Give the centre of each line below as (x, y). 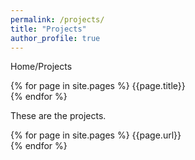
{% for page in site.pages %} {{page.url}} (96, 135)
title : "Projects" (48, 29)
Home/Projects (41, 67)
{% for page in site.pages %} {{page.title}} (98, 86)
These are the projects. (58, 116)
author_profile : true (55, 38)
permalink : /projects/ (57, 19)
